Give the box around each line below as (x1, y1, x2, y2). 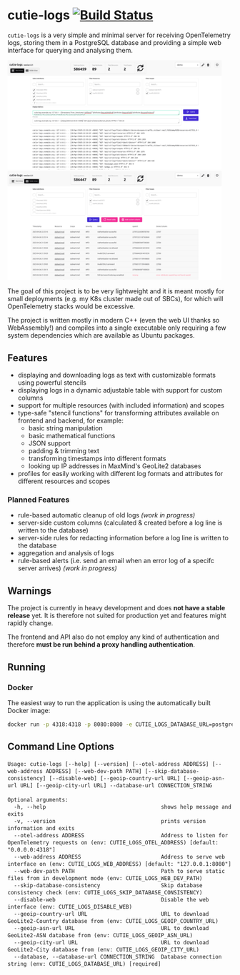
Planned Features (7, 495, 70, 505)
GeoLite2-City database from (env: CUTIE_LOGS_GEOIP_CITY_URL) (7, 946, 200, 953)
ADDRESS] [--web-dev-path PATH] (45, 767, 142, 774)
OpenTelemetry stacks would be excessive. (7, 302, 136, 310)
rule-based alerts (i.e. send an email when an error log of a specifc (17, 557, 215, 565)
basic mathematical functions (28, 432, 116, 440)
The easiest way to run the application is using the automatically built (7, 698, 211, 707)
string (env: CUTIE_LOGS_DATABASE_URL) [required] (7, 960, 161, 967)
